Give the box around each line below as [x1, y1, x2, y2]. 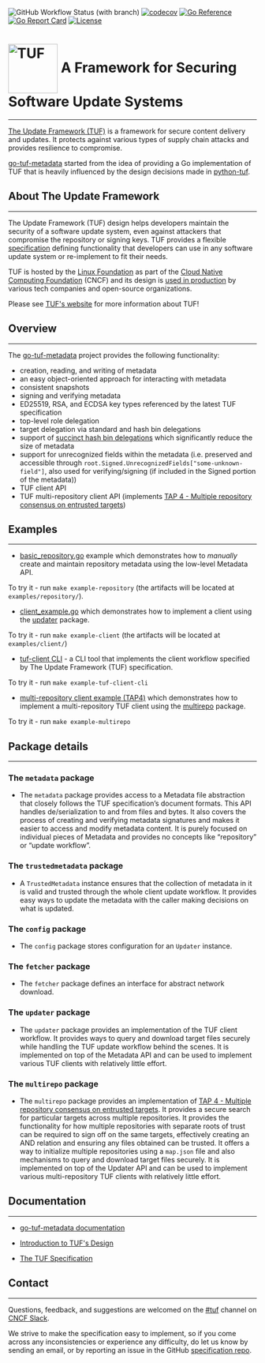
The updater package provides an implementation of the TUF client [19, 1025, 238, 1034]
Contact [8, 1276, 49, 1290]
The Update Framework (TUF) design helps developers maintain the [8, 218, 230, 227]
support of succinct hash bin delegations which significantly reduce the [19, 433, 253, 442]
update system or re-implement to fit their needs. [8, 251, 168, 261]
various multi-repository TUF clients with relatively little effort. [19, 1171, 222, 1181]
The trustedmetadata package [8, 861, 124, 872]
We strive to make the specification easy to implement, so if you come [8, 1328, 237, 1338]
